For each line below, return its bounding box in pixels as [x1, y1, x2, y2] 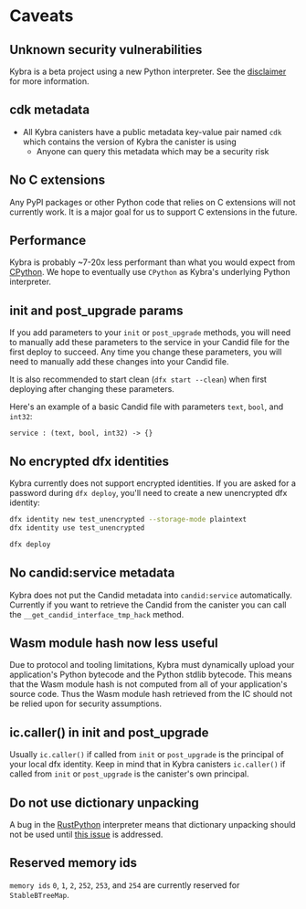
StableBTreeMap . [9, 889, 70, 900]
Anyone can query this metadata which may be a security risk [36, 145, 269, 156]
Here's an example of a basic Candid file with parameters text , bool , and [9, 401, 284, 412]
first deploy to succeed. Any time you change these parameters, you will [9, 346, 282, 357]
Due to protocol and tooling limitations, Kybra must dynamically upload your [9, 660, 295, 671]
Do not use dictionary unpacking [9, 795, 199, 810]
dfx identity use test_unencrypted [9, 523, 145, 533]
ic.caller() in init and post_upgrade [9, 724, 209, 740]
